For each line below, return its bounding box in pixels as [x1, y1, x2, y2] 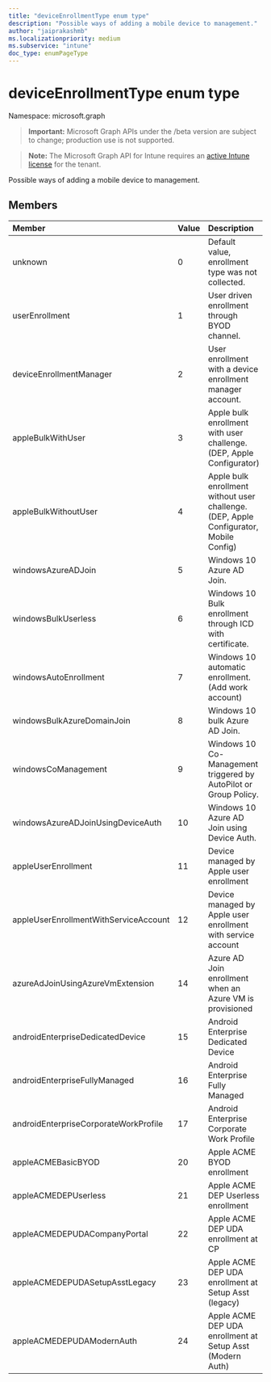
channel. [207, 330, 240, 341]
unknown [12, 256, 48, 268]
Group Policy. [207, 789, 260, 800]
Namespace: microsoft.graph [8, 111, 106, 120]
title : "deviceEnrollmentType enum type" [8, 11, 150, 20]
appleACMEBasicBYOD [12, 1157, 100, 1168]
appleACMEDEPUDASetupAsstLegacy [12, 1276, 156, 1287]
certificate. [207, 638, 249, 649]
